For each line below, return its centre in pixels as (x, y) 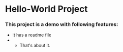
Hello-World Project (46, 9)
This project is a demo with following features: (61, 25)
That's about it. (35, 46)
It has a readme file (32, 35)
